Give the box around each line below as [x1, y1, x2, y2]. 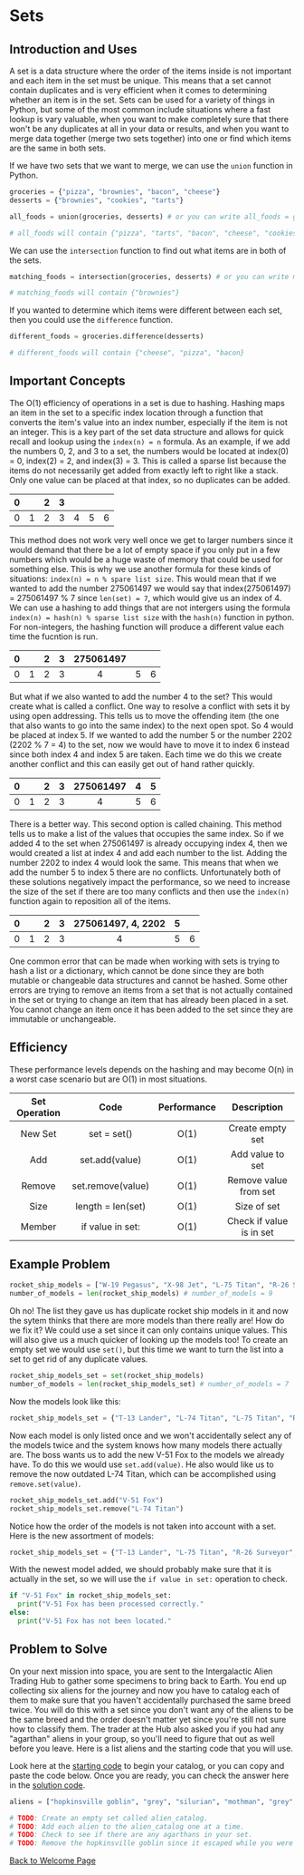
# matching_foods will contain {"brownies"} [9, 288, 180, 297]
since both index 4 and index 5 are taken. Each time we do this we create [9, 749, 282, 760]
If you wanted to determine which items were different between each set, [9, 305, 283, 316]
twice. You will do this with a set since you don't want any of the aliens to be [9, 1704, 294, 1715]
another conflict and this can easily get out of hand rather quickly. [9, 758, 255, 769]
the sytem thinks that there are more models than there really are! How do [9, 1316, 285, 1326]
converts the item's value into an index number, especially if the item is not [9, 416, 288, 427]
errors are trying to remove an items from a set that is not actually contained [9, 985, 294, 996]
